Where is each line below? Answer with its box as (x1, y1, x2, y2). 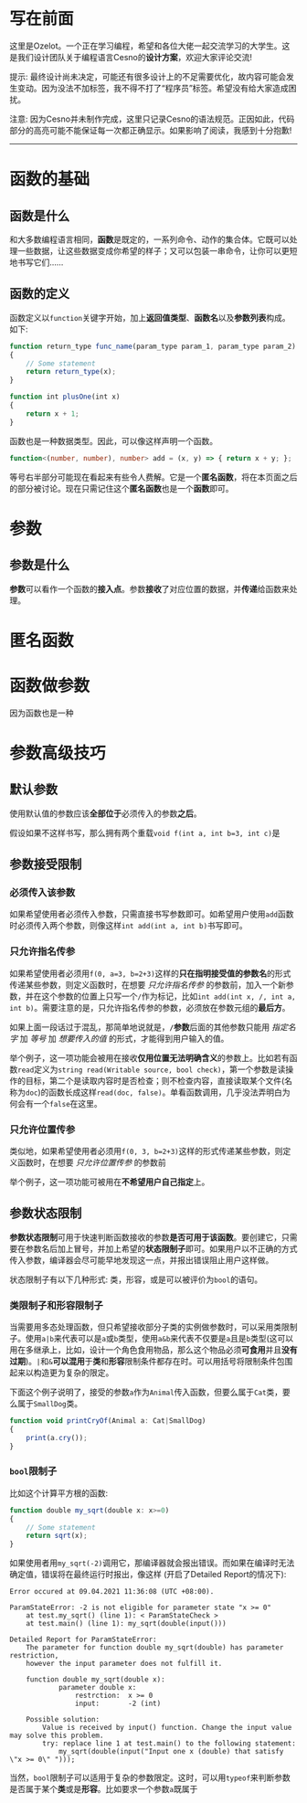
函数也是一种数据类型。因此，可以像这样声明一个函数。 (9, 435, 217, 446)
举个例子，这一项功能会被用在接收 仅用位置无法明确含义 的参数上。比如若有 (9, 1052, 290, 1063)
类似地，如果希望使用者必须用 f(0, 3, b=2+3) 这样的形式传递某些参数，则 (9, 1145, 283, 1156)
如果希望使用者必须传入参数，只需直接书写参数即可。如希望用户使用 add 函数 (9, 908, 294, 919)
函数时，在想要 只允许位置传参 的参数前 (16, 1157, 166, 1168)
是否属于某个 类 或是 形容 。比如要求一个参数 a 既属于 (9, 1784, 198, 1795)
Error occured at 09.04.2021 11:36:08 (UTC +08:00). (9, 1587, 215, 1596)
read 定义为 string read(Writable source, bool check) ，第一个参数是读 (17, 1064, 286, 1075)
